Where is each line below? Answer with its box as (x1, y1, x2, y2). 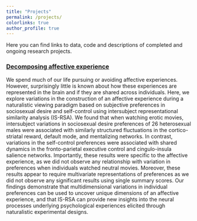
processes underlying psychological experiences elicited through (6, 202, 166, 209)
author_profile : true (6, 25, 60, 31)
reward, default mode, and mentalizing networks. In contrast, (24, 133, 173, 140)
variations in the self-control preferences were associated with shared (6, 139, 177, 146)
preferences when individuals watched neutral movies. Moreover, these (6, 164, 180, 171)
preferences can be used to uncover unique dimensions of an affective (6, 189, 179, 196)
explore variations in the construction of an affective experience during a (6, 95, 184, 102)
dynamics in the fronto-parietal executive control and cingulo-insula (6, 145, 172, 152)
